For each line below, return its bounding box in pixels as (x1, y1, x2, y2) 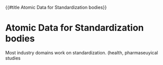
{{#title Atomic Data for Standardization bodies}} (5, 5, 107, 10)
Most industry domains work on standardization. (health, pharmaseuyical (5, 49, 158, 55)
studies (5, 55, 21, 61)
